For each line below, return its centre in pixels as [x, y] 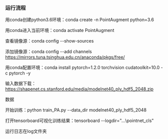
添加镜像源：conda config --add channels [49, 51]
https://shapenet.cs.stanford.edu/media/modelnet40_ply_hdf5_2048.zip [79, 89]
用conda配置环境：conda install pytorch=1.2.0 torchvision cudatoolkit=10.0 [82, 67]
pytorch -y [20, 73]
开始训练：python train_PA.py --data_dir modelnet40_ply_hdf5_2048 [76, 110]
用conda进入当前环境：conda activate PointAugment [60, 30]
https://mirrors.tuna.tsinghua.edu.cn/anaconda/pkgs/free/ [65, 57]
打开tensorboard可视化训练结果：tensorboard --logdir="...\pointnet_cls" [79, 120]
